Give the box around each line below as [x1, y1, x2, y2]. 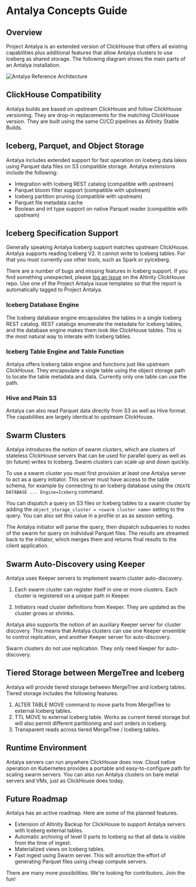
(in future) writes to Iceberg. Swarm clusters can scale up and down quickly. [6, 458, 190, 466]
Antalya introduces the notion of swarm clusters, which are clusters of [6, 446, 176, 453]
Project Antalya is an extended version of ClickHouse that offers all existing [6, 43, 188, 50]
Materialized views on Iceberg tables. [14, 845, 105, 852]
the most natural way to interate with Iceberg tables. [6, 332, 132, 340]
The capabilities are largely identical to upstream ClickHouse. [6, 414, 154, 421]
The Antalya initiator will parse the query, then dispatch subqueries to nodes [6, 524, 190, 531]
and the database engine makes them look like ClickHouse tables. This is [6, 326, 182, 334]
